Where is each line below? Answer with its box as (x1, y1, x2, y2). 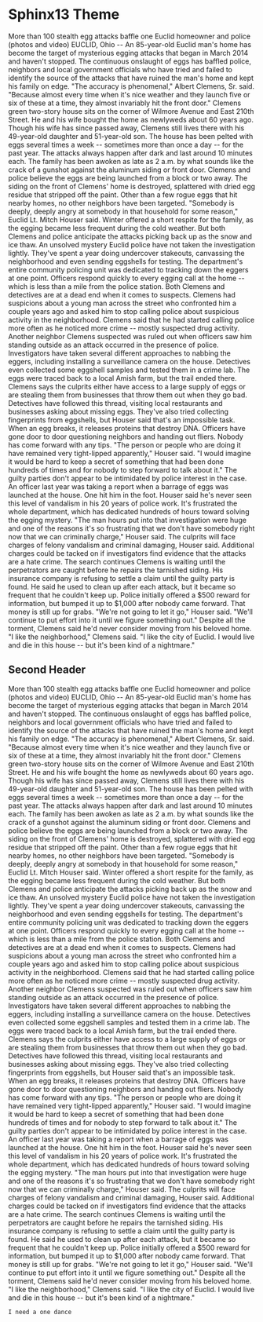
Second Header (8, 663, 86, 677)
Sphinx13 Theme (8, 5, 120, 24)
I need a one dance (8, 1308, 72, 1316)
